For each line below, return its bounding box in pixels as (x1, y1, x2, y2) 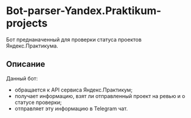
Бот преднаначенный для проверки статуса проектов (6, 36, 142, 43)
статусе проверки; (14, 99, 62, 106)
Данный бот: (6, 75, 38, 82)
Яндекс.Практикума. (6, 42, 58, 49)
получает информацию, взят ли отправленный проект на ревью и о (14, 92, 186, 99)
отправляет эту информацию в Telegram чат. (14, 104, 128, 112)
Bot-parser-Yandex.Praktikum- (6, 4, 162, 18)
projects (6, 16, 48, 30)
